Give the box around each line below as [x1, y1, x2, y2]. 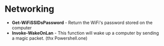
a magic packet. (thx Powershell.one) [11, 35, 87, 41]
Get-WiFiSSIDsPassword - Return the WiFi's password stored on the [11, 20, 153, 25]
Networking [4, 3, 55, 15]
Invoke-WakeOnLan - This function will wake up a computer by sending [11, 30, 159, 36]
